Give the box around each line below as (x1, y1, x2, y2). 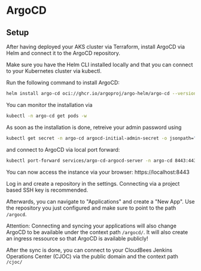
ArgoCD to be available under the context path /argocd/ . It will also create (6, 228, 188, 236)
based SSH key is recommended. (6, 186, 89, 193)
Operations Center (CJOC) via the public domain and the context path (6, 252, 178, 260)
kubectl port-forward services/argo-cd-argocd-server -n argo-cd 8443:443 (6, 158, 197, 164)
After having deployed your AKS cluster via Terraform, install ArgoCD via (6, 43, 185, 50)
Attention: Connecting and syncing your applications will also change (6, 222, 176, 229)
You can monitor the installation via (6, 101, 93, 108)
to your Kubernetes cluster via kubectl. (6, 67, 102, 75)
